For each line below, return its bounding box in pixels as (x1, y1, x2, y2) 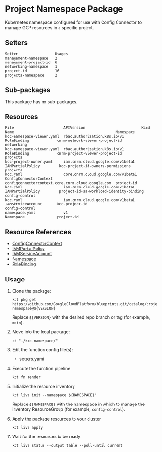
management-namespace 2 (5, 56, 57, 61)
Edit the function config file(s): (12, 347, 73, 352)
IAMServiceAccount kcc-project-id (5, 202, 88, 207)
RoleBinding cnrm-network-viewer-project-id (5, 138, 122, 143)
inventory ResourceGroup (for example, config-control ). (12, 406, 125, 412)
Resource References (5, 228, 72, 236)
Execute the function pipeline (12, 366, 71, 371)
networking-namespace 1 (5, 64, 57, 69)
